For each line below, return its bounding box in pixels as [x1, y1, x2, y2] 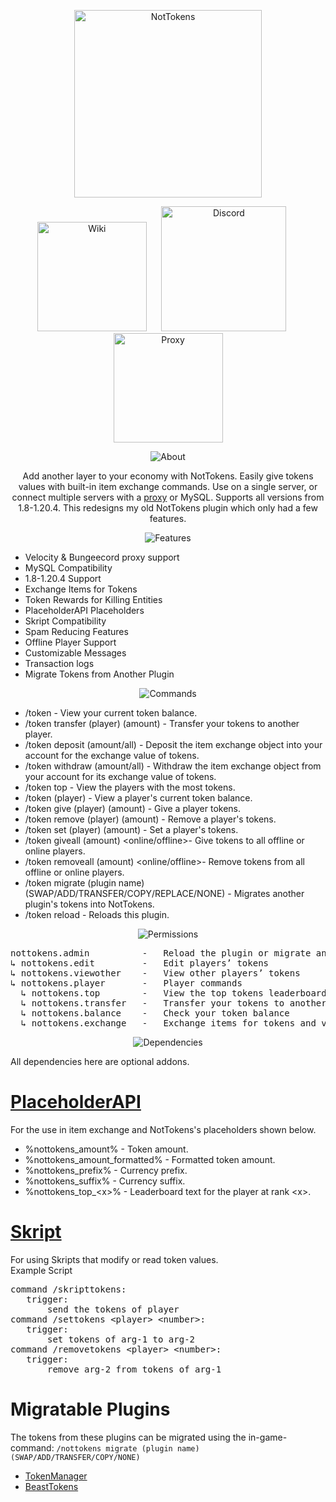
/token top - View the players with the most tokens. [24, 781, 236, 793]
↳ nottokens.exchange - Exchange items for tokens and [20, 1018, 317, 1029]
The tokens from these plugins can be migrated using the [10, 1431, 247, 1443]
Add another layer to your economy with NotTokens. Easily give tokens [22, 470, 314, 482]
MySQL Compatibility [24, 562, 113, 574]
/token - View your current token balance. [24, 707, 198, 719]
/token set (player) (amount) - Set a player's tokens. [24, 824, 239, 835]
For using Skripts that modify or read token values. [10, 1253, 219, 1265]
